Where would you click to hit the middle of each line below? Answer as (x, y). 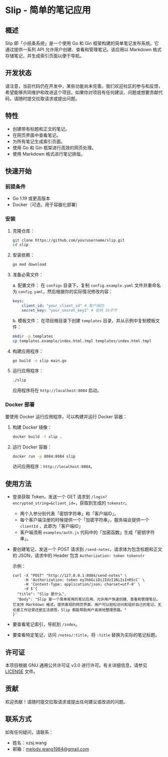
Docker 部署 (20, 405)
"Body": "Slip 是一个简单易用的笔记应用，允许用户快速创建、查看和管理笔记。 (89, 599)
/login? (99, 497)
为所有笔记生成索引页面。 (39, 141)
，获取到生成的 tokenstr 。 (102, 503)
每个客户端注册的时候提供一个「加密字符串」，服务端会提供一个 (84, 520)
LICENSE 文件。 (22, 671)
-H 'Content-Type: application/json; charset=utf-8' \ (82, 584)
